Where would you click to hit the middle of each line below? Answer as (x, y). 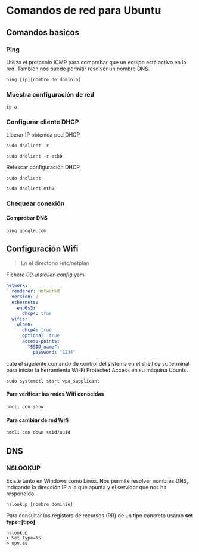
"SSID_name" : (44, 347)
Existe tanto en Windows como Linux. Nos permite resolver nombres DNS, (97, 480)
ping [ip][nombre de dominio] (44, 79)
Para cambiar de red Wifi (38, 420)
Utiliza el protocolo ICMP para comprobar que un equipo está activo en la (96, 62)
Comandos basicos (43, 33)
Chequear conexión (35, 203)
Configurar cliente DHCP (43, 122)
